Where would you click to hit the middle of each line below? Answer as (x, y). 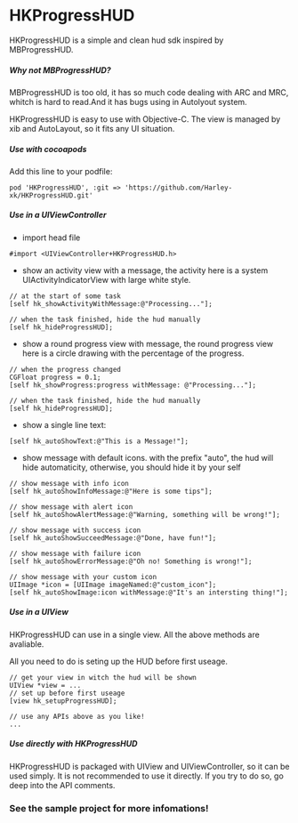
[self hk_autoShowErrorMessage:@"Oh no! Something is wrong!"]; (131, 561)
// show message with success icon (75, 530)
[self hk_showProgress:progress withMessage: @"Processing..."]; (133, 385)
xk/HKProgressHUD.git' (51, 195)
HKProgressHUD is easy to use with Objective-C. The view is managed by (145, 119)
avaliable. (27, 644)
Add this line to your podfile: (61, 171)
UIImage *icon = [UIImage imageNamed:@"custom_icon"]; (113, 585)
